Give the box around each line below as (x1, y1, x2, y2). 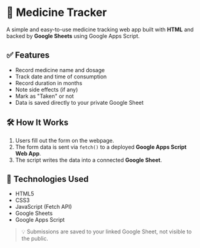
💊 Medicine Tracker (6, 6, 107, 20)
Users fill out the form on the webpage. (15, 137, 114, 144)
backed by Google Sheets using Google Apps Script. (6, 32, 140, 39)
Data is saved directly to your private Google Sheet (15, 99, 144, 106)
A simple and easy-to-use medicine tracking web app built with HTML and (6, 26, 194, 33)
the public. (21, 235, 48, 242)
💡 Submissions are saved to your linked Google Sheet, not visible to (21, 228, 192, 235)
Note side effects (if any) (15, 86, 78, 93)
